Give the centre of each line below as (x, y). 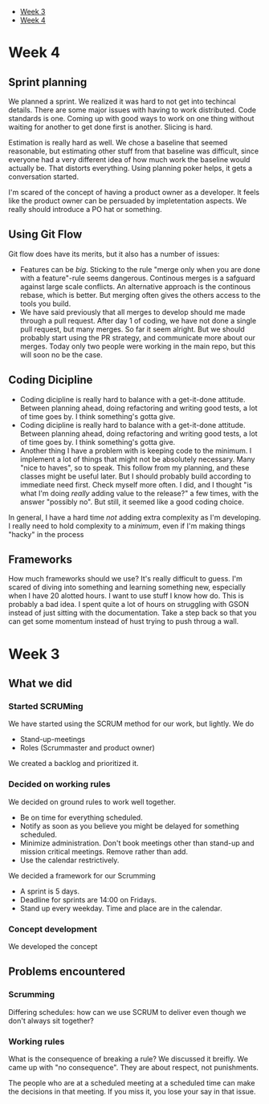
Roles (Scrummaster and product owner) (87, 748)
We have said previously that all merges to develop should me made (132, 312)
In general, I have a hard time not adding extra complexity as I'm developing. (134, 517)
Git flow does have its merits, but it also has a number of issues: (114, 254)
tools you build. (45, 303)
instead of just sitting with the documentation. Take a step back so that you (132, 613)
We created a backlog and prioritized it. (73, 764)
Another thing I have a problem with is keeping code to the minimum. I (136, 450)
